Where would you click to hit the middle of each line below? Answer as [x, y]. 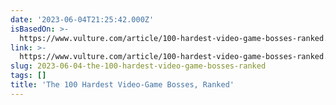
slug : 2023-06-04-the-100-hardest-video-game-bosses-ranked [138, 66]
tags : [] [28, 76]
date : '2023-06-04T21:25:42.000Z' [82, 19]
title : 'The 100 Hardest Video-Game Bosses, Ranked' [122, 85]
